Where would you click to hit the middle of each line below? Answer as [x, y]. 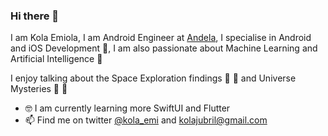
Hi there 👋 [35, 16]
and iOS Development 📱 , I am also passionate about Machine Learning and [164, 48]
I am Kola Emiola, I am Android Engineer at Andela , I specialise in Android [161, 38]
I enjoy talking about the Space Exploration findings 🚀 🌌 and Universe [153, 78]
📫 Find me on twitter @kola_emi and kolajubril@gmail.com [146, 120]
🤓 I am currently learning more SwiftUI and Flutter [127, 108]
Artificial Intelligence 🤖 [56, 59]
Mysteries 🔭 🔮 [39, 89]
